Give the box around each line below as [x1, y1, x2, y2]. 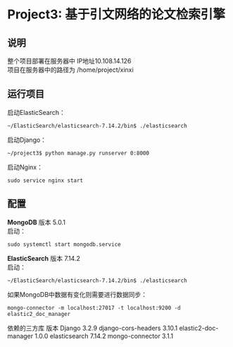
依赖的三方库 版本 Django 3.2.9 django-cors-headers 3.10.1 [7, 324, 178, 332]
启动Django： [7, 135, 47, 144]
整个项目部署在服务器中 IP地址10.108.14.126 [7, 57, 132, 65]
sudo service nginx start [7, 177, 83, 184]
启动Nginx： [7, 163, 44, 171]
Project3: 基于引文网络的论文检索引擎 [7, 6, 226, 23]
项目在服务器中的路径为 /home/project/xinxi [7, 66, 134, 74]
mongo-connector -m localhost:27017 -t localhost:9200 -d [7, 304, 181, 311]
